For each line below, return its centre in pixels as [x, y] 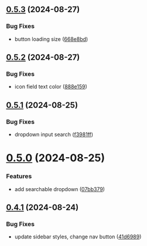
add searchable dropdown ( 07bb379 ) [60, 189]
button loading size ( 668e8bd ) [51, 39]
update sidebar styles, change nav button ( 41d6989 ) [78, 237]
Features [19, 176]
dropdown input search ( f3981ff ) [54, 134]
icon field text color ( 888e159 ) [51, 86]
